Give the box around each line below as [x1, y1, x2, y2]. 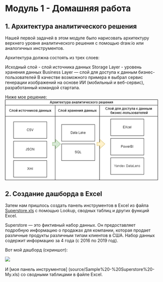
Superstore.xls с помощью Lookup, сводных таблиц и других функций [5, 207, 149, 213]
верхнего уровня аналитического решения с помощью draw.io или [5, 40, 144, 46]
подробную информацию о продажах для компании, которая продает [5, 227, 151, 233]
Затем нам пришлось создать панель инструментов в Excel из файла [5, 202, 149, 208]
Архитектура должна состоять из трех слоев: [5, 55, 99, 61]
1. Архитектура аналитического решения [5, 22, 137, 31]
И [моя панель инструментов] [5, 266, 68, 272]
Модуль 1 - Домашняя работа [5, 3, 131, 14]
